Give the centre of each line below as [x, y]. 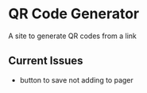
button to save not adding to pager [76, 79]
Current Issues [46, 61]
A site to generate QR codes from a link [73, 36]
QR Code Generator [74, 14]
